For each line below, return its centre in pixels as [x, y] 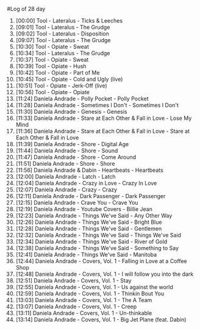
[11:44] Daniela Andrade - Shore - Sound [67, 150]
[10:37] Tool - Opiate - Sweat [52, 60]
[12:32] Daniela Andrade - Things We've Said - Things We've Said [98, 235]
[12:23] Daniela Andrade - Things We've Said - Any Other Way [94, 216]
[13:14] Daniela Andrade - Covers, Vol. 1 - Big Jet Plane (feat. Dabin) [101, 320]
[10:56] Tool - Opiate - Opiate [53, 92]
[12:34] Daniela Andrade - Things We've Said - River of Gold [91, 242]
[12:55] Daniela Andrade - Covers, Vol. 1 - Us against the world [94, 287]
